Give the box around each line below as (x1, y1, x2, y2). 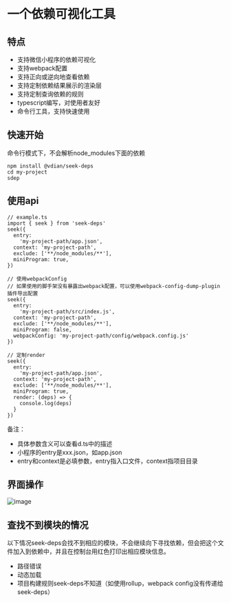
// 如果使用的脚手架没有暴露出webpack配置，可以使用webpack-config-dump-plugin (7, 283, 221, 289)
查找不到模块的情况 (7, 519, 89, 531)
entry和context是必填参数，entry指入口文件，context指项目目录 (16, 456, 198, 465)
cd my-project (7, 168, 48, 176)
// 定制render (7, 351, 46, 358)
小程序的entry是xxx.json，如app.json (16, 448, 122, 456)
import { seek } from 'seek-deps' (7, 220, 107, 227)
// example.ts (7, 214, 48, 221)
